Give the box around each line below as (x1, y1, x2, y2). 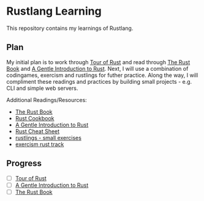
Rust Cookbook (15, 114, 55, 122)
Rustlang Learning (6, 4, 102, 18)
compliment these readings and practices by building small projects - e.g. (6, 78, 192, 85)
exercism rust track (15, 141, 64, 148)
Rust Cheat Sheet (15, 127, 60, 135)
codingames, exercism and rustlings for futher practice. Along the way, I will (6, 71, 198, 79)
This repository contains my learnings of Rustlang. (6, 24, 134, 32)
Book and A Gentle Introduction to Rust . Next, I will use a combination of (6, 65, 189, 72)
